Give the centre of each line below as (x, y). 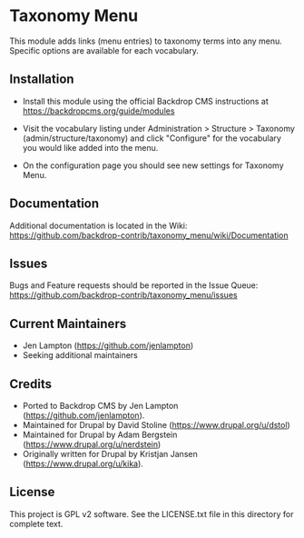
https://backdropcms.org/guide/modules (98, 111)
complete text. (36, 523)
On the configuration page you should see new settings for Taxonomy (153, 165)
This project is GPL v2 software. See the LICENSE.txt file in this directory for (152, 513)
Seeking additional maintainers (80, 355)
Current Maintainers (68, 324)
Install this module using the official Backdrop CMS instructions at (146, 101)
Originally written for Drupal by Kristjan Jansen (110, 454)
